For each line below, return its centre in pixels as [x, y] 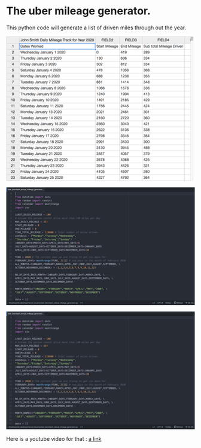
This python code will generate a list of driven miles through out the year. [96, 28]
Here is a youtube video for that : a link [54, 438]
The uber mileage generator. [79, 11]
